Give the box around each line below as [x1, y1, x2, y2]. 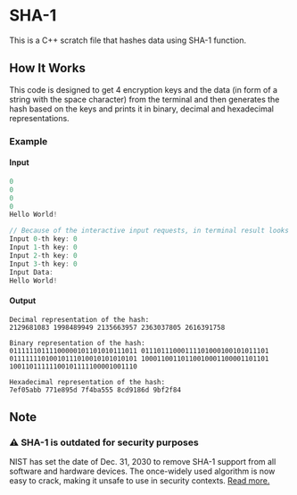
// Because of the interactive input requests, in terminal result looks [9, 227, 290, 235]
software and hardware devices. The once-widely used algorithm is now [9, 466, 276, 477]
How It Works [9, 61, 87, 76]
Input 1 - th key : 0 [9, 243, 78, 252]
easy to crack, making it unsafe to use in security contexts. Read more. [9, 475, 270, 486]
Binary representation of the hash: [9, 338, 145, 348]
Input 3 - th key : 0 [9, 260, 78, 268]
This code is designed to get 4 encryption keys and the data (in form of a [9, 84, 278, 95]
